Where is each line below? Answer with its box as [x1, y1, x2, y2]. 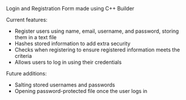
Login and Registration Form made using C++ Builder [6, 5, 135, 12]
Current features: [6, 16, 48, 23]
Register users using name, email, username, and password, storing [14, 27, 179, 35]
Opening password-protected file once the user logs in [14, 88, 148, 94]
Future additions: [6, 70, 47, 77]
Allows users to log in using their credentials [14, 58, 122, 65]
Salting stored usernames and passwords [14, 81, 116, 88]
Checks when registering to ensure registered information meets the [14, 46, 180, 53]
